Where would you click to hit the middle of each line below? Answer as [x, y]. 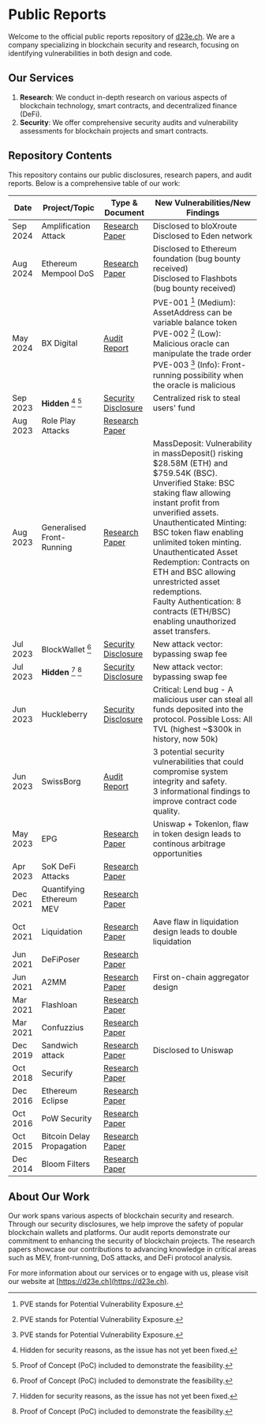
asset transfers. [181, 631]
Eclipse [55, 1101]
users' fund [174, 407]
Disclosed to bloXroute [195, 225]
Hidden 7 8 [62, 671]
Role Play [59, 421]
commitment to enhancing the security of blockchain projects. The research [131, 1241]
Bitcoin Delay [66, 1136]
